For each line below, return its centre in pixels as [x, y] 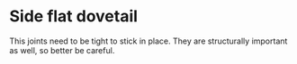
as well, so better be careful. [62, 50]
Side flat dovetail [73, 16]
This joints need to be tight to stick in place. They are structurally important [148, 41]
